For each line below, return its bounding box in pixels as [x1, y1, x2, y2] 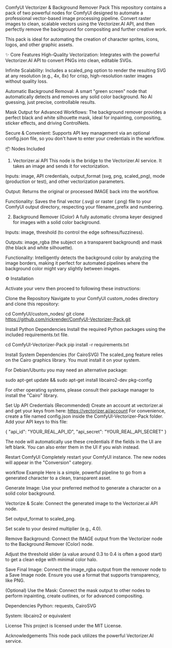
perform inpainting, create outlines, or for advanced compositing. [5, 593, 144, 599]
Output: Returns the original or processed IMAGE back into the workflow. [5, 189, 159, 194]
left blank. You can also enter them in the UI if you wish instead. [5, 444, 140, 450]
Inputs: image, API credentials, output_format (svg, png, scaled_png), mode [5, 173, 165, 179]
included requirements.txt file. [5, 331, 69, 338]
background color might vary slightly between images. [5, 266, 121, 271]
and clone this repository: [5, 301, 60, 307]
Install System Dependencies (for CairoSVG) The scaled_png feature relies [5, 351, 163, 358]
